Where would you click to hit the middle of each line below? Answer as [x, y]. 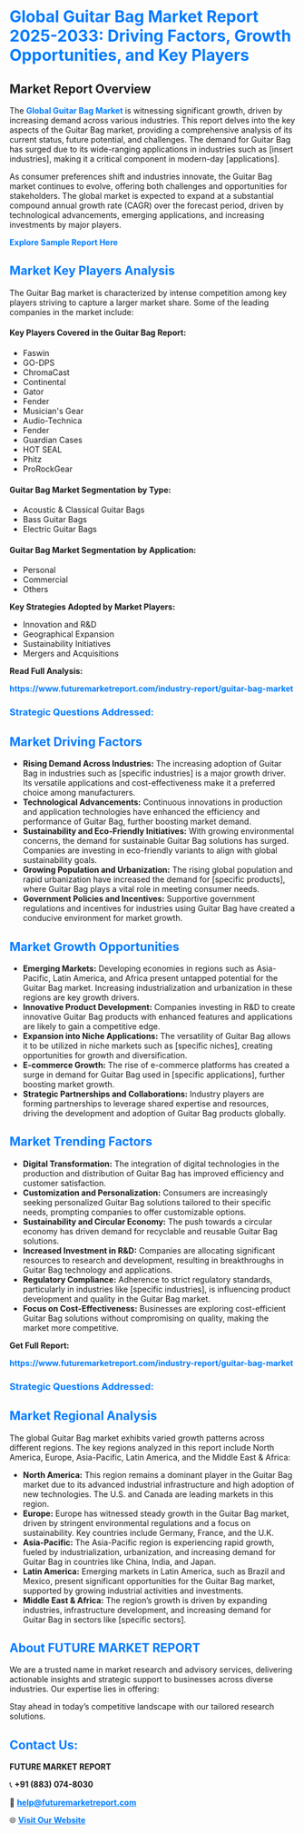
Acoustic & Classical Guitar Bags [83, 510]
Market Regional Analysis [83, 1416]
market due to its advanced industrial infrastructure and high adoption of [158, 1484]
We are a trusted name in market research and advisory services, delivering [151, 1670]
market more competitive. [71, 1327]
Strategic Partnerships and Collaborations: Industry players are [143, 1094]
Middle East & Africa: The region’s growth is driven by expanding [145, 1600]
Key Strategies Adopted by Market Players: [93, 607]
